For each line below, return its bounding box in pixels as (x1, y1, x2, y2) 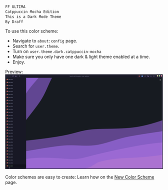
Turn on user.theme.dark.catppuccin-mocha (12, 48, 101, 54)
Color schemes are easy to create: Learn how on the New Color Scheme (5, 174, 154, 180)
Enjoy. (12, 59, 25, 65)
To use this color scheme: (5, 28, 58, 34)
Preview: (5, 69, 23, 74)
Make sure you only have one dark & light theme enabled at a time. (12, 54, 150, 59)
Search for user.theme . (12, 43, 59, 49)
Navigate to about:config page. (12, 38, 77, 43)
